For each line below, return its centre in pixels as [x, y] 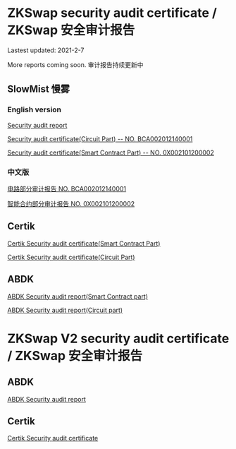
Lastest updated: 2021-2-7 [46, 50]
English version [35, 109]
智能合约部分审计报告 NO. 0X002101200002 [71, 203]
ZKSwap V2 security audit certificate [118, 339]
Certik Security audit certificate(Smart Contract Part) [84, 243]
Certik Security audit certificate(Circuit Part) [71, 257]
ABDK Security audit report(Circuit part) [65, 310]
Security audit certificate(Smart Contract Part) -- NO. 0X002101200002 [111, 152]
